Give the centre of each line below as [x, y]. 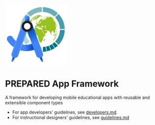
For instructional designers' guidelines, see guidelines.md [71, 117]
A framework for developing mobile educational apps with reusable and [77, 97]
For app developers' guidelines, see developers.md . [65, 112]
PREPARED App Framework [62, 84]
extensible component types [34, 102]
